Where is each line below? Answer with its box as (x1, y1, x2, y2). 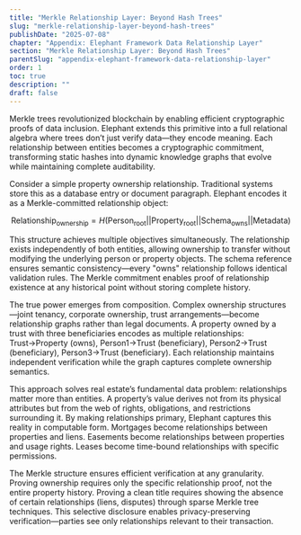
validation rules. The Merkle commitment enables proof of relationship (9, 272, 270, 283)
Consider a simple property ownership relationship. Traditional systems (9, 178, 274, 189)
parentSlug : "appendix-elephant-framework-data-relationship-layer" (9, 55, 271, 64)
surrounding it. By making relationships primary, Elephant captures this (9, 413, 272, 424)
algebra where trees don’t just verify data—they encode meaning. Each (9, 132, 273, 143)
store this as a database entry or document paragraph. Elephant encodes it (9, 188, 288, 199)
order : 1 (9, 64, 42, 73)
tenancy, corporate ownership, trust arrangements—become (34, 309, 260, 320)
